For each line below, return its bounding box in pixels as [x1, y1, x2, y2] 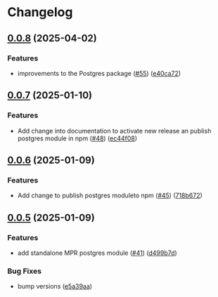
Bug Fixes [7, 266, 42, 276]
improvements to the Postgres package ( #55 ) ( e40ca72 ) [17, 69, 181, 77]
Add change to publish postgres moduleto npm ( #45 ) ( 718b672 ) [17, 191, 203, 200]
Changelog [7, 4, 73, 20]
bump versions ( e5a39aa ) [17, 282, 93, 291]
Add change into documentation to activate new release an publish [17, 126, 212, 135]
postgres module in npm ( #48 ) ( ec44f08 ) [17, 134, 138, 143]
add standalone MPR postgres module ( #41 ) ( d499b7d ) [17, 249, 177, 257]
